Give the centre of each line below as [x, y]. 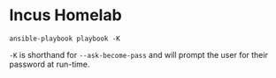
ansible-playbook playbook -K [65, 39]
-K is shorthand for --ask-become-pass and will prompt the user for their [138, 54]
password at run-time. [50, 64]
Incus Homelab [65, 15]
